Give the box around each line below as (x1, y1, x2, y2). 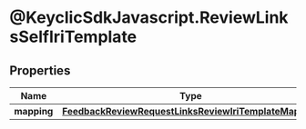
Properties (9, 63, 71, 78)
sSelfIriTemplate (9, 26, 138, 47)
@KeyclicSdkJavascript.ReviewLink (9, 7, 289, 28)
